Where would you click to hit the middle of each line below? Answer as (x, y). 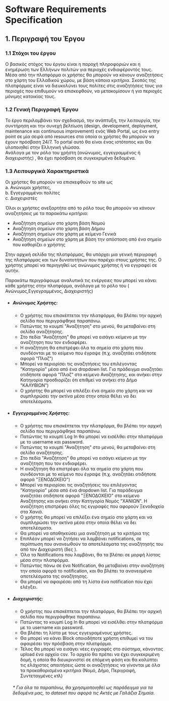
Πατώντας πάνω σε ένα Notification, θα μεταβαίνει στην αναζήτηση (92, 565)
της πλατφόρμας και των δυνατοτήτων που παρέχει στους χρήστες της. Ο (83, 260)
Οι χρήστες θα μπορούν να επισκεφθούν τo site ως (59, 182)
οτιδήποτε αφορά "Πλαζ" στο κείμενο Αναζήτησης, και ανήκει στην (91, 375)
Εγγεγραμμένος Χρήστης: (41, 413)
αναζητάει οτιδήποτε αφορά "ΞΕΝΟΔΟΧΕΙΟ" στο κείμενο (80, 496)
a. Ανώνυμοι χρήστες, (28, 188)
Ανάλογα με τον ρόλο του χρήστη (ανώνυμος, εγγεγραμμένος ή (73, 153)
